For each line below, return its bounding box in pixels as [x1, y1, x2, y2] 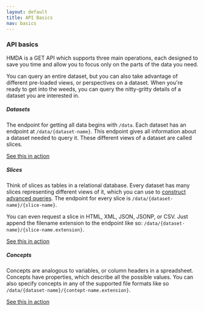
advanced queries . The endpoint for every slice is [6, 194, 131, 201]
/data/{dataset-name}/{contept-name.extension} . [6, 286, 131, 293]
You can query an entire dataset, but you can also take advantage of [6, 72, 178, 80]
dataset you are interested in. [6, 92, 80, 99]
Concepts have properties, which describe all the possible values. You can [6, 273, 194, 281]
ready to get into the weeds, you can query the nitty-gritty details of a [6, 85, 181, 93]
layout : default [6, 9, 47, 15]
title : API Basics [6, 15, 53, 21]
